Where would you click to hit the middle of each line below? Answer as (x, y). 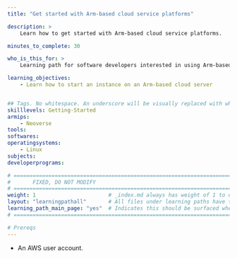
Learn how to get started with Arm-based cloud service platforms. (121, 33)
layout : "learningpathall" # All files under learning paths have (116, 202)
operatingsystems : (34, 143)
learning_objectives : (39, 78)
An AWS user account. (50, 247)
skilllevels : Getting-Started (52, 110)
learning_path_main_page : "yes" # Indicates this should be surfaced (113, 209)
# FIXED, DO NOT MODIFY (52, 182)
